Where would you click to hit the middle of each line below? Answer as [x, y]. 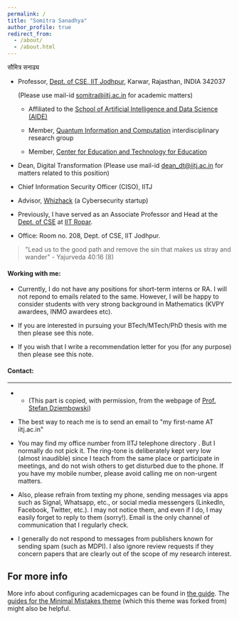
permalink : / [27, 14]
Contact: [21, 370]
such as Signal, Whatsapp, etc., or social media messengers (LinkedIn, [121, 503]
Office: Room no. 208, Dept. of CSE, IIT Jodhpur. [89, 236]
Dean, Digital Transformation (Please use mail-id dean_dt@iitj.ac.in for [121, 165]
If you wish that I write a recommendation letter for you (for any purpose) [124, 347]
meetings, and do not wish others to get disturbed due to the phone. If [121, 466]
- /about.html [34, 47]
